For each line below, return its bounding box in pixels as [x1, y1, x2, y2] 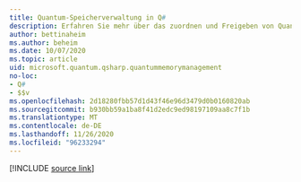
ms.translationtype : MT [9, 113, 99, 122]
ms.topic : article [9, 55, 78, 64]
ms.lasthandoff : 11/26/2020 [9, 130, 115, 139]
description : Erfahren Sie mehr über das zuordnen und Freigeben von [9, 22, 275, 30]
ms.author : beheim [9, 38, 78, 48]
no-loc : [9, 72, 39, 81]
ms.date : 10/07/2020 [9, 47, 87, 56]
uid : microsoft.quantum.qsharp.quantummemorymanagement [9, 64, 222, 73]
